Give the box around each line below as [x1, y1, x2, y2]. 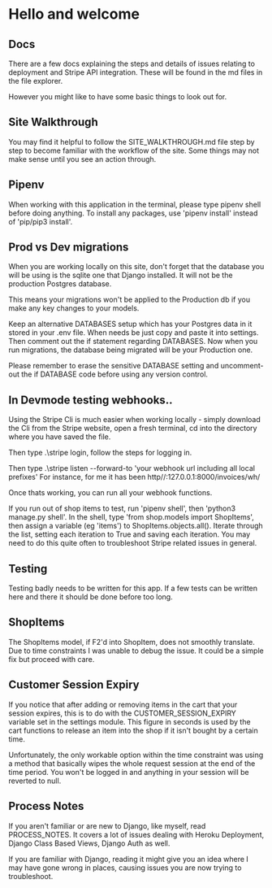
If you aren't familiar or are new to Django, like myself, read [8, 821, 206, 830]
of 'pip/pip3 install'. [8, 216, 73, 226]
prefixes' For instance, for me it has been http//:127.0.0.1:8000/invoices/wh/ [8, 472, 261, 482]
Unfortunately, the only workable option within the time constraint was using [8, 750, 264, 760]
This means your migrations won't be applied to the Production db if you [8, 294, 250, 305]
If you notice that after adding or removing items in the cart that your [8, 699, 238, 709]
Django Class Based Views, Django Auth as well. [8, 838, 171, 848]
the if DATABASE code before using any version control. [21, 369, 209, 379]
